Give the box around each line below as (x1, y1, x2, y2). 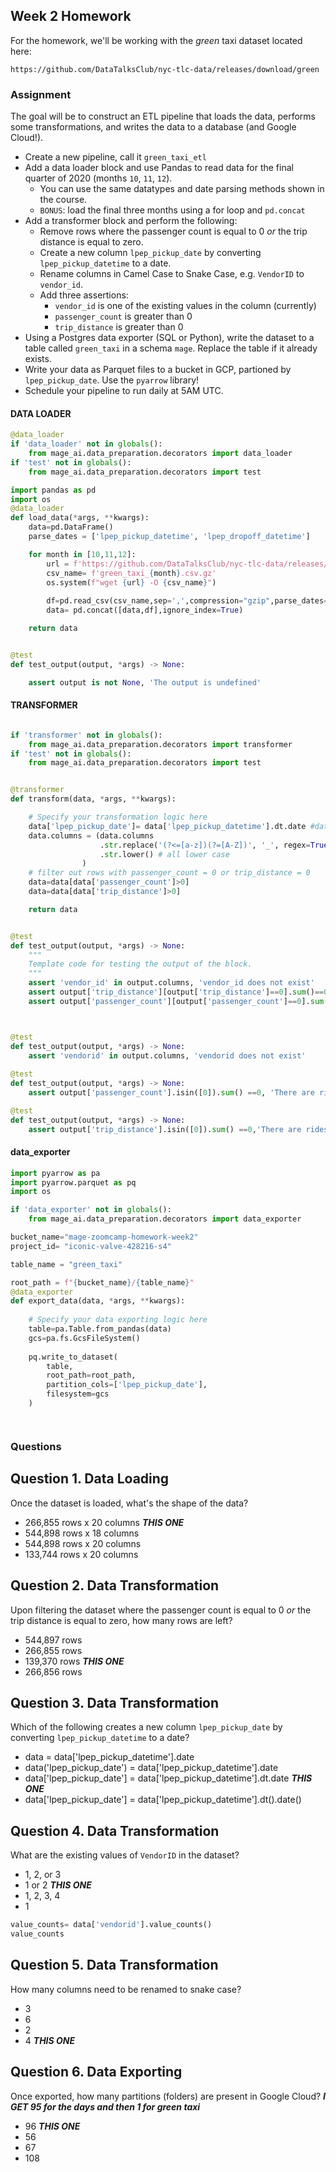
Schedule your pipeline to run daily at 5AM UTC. (24, 385, 224, 397)
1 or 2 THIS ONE (24, 1879, 92, 1891)
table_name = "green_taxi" (10, 1259, 123, 1269)
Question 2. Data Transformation (10, 1577, 220, 1594)
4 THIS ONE (24, 2034, 76, 2046)
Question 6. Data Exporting (10, 2064, 183, 2081)
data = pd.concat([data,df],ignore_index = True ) (46, 605, 244, 616)
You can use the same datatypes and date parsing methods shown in (39, 183, 325, 195)
